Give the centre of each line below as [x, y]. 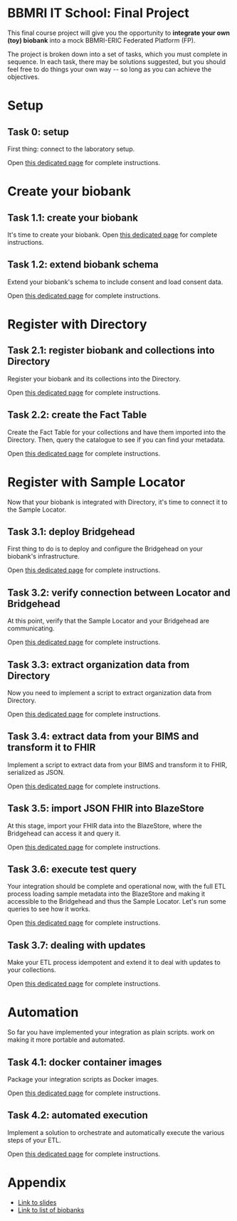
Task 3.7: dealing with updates [77, 945]
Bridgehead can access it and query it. [64, 833]
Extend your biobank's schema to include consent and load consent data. [115, 282]
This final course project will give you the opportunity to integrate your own [118, 33]
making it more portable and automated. [66, 1040]
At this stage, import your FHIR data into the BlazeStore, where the [105, 825]
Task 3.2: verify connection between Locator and [119, 592]
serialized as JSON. [36, 772]
